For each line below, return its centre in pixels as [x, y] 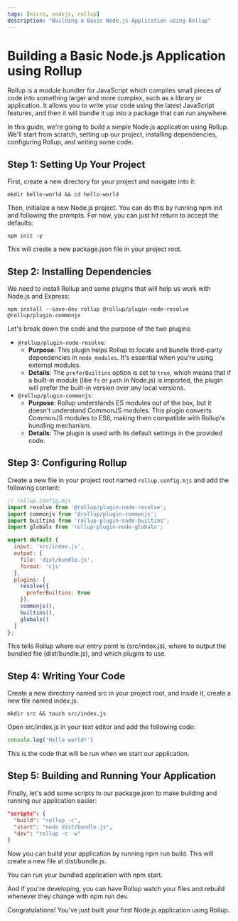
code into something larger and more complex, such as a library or [105, 98]
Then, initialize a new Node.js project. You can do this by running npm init [115, 208]
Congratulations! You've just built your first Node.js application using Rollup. [119, 910]
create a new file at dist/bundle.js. [57, 861]
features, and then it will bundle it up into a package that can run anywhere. [118, 113]
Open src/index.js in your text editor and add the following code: [102, 727]
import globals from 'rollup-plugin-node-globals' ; [85, 527]
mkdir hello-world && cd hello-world [63, 195]
